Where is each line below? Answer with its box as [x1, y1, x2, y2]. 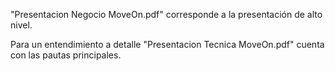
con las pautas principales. [10, 49, 122, 61]
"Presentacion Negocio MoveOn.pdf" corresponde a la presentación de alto [10, 9, 323, 20]
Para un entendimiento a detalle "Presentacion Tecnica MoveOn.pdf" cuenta [10, 39, 325, 50]
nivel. [10, 19, 33, 31]
